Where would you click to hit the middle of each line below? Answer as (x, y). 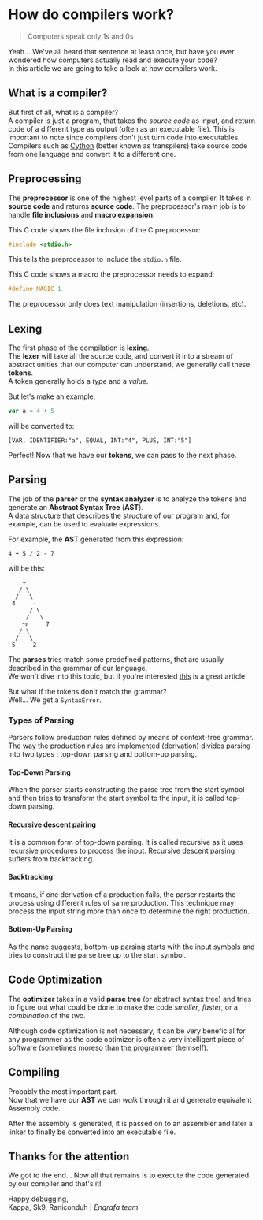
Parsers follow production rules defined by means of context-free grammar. (131, 738)
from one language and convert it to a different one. (92, 154)
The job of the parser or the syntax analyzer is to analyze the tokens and (128, 499)
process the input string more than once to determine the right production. (129, 911)
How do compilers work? (91, 15)
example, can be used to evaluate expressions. (84, 524)
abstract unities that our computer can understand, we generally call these (129, 365)
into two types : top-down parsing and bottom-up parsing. (103, 754)
